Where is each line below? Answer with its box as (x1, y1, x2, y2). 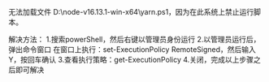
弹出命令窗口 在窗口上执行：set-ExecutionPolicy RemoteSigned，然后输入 (8, 45, 256, 54)
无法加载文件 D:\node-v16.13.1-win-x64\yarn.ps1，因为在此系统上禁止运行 (8, 7, 254, 16)
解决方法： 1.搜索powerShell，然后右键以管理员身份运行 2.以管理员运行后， (8, 35, 261, 44)
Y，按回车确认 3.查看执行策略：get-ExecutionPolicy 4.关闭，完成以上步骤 (8, 55, 254, 64)
